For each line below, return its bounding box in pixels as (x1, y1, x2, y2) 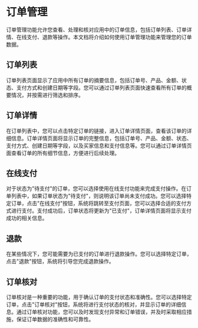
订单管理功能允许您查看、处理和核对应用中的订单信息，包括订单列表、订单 (6, 26, 187, 33)
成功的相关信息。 (6, 215, 48, 222)
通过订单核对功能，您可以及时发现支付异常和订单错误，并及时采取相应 (16, 308, 187, 315)
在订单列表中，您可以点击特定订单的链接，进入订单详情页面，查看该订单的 (6, 127, 187, 134)
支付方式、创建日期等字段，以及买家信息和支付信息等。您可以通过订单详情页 (6, 142, 192, 149)
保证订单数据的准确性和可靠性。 (16, 316, 94, 323)
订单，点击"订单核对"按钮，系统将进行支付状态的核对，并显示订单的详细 (6, 301, 181, 308)
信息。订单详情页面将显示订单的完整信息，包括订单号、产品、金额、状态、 (11, 134, 192, 142)
